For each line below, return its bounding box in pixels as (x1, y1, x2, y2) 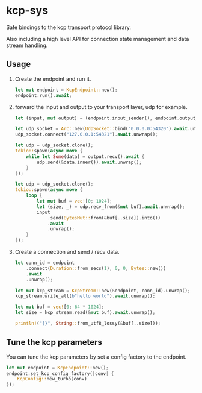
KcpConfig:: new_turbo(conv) (17, 376, 87, 382)
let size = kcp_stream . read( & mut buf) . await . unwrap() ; (14, 310, 156, 316)
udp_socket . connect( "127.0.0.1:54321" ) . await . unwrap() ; (14, 131, 158, 137)
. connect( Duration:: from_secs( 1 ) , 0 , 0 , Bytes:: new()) (26, 265, 167, 271)
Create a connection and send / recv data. (14, 248, 120, 255)
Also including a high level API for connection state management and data (6, 35, 189, 42)
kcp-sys (6, 4, 49, 17)
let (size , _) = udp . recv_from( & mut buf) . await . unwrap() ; (37, 203, 185, 210)
